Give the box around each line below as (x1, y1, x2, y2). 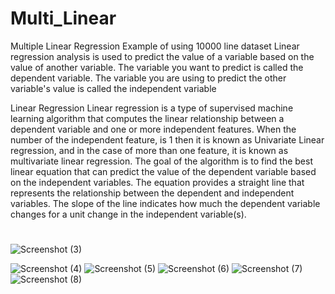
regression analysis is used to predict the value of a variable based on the (10, 50, 315, 62)
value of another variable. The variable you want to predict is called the (10, 61, 304, 73)
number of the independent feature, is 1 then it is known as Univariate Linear (10, 133, 325, 146)
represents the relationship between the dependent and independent (10, 187, 295, 199)
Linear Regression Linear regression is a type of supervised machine (10, 102, 294, 114)
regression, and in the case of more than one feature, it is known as (10, 144, 289, 156)
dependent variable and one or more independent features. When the (10, 123, 297, 135)
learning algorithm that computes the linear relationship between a (10, 112, 285, 124)
